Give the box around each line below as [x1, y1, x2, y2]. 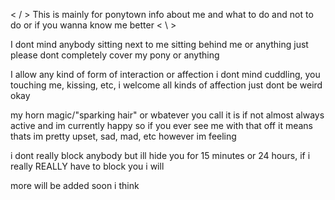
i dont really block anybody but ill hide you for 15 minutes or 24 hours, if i [10, 150, 311, 161]
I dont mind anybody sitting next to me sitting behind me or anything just [10, 39, 309, 50]
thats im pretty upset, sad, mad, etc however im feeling [10, 130, 237, 142]
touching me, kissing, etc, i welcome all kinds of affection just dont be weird [10, 79, 323, 91]
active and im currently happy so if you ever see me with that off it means [10, 120, 313, 131]
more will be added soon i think [10, 180, 140, 191]
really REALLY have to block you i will [10, 160, 165, 172]
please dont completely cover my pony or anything [10, 49, 220, 61]
